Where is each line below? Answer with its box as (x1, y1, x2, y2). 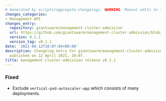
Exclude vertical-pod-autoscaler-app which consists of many (12, 85, 139, 91)
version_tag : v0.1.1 (9, 39, 52, 44)
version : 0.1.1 (9, 35, 41, 40)
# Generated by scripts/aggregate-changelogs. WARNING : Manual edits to (5, 7, 158, 12)
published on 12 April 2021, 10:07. (9, 53, 85, 58)
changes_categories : (5, 12, 48, 17)
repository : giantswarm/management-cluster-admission (9, 26, 123, 31)
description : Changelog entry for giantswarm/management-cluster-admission (5, 48, 165, 53)
